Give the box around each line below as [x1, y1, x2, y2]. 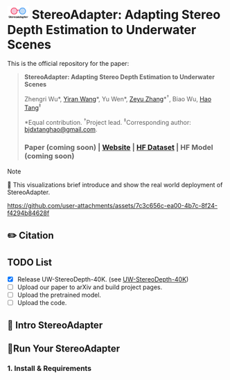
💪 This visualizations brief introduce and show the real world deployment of [7, 180, 223, 189]
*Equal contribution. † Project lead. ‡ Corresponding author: [24, 116, 192, 126]
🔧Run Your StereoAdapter [7, 343, 121, 354]
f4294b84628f [7, 209, 50, 217]
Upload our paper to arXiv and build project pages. [17, 283, 163, 291]
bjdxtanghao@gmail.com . [24, 126, 98, 134]
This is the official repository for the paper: [7, 60, 130, 68]
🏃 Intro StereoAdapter [7, 319, 103, 331]
